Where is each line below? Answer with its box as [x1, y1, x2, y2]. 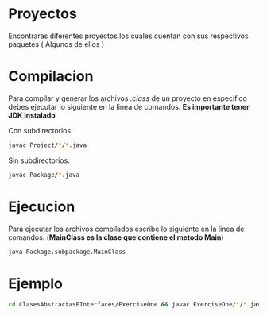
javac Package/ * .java [8, 171, 80, 179]
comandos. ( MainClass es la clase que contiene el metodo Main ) [8, 232, 224, 242]
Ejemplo [8, 275, 64, 292]
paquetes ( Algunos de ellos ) [8, 39, 105, 48]
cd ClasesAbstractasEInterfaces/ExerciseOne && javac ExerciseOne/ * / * [8, 301, 247, 309]
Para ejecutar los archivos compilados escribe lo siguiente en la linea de [8, 224, 245, 233]
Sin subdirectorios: [8, 156, 70, 165]
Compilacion [8, 67, 94, 86]
